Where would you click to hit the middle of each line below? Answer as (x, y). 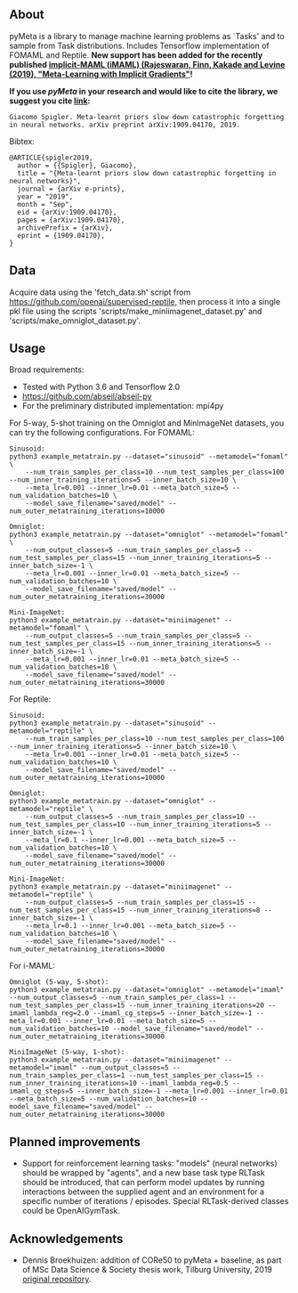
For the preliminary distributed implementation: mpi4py (123, 406)
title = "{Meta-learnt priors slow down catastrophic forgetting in (147, 173)
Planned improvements (75, 1142)
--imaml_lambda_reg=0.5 (185, 1084)
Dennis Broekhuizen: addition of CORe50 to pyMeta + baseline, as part (152, 1260)
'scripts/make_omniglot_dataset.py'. (75, 321)
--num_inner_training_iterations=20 (197, 1005)
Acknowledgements (66, 1238)
